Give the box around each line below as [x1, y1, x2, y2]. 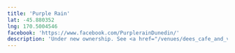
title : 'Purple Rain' [7, 10, 71, 17]
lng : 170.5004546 [7, 23, 58, 30]
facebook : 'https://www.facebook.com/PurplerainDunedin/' [7, 29, 180, 36]
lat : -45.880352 [7, 17, 55, 23]
